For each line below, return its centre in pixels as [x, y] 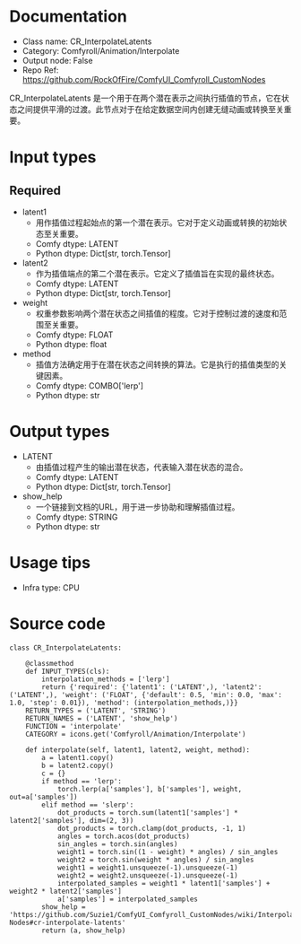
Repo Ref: [40, 70]
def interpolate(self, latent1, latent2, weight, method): [138, 750]
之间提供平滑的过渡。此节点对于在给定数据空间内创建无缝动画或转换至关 [150, 109]
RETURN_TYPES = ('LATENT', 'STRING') [96, 711]
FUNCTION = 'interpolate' [74, 726]
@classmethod [50, 663]
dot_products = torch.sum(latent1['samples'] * [148, 813]
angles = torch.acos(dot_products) [124, 836]
